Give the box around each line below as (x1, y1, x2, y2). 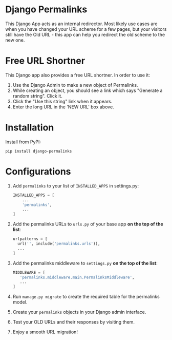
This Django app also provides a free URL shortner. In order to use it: (5, 72, 150, 78)
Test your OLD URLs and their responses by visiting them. (12, 319, 135, 325)
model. (12, 299, 28, 305)
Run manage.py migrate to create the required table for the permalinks (12, 294, 160, 300)
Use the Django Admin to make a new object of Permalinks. (12, 82, 138, 88)
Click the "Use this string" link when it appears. (12, 98, 113, 104)
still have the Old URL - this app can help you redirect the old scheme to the (5, 31, 165, 37)
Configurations (5, 166, 71, 177)
